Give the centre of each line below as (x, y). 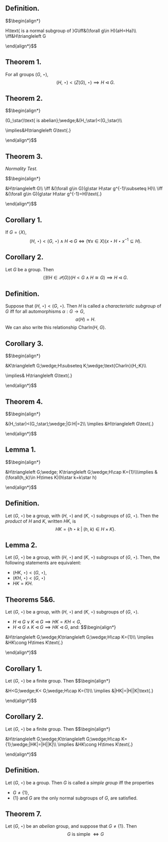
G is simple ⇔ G (86, 834)
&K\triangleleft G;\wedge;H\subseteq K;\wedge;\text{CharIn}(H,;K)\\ (76, 366)
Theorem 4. (24, 401)
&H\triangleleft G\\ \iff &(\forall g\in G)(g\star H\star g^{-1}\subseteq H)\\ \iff (84, 189)
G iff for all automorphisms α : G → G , (45, 312)
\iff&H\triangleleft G (26, 36)
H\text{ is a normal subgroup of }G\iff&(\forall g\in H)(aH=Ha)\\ (71, 31)
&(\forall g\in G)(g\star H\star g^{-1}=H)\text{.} (53, 194)
